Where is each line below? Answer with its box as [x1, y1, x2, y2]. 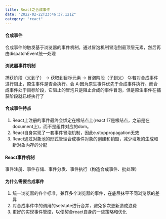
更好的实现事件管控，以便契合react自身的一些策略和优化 [12, 209, 127, 215]
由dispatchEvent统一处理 [5, 50, 56, 56]
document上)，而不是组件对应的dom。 [12, 123, 91, 129]
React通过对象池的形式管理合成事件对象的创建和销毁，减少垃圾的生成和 [12, 135, 159, 141]
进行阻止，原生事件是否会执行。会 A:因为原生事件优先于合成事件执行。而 [5, 81, 154, 87]
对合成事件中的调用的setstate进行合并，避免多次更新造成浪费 [12, 203, 137, 209]
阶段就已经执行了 [9, 93, 44, 99]
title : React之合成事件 [5, 7, 50, 12]
